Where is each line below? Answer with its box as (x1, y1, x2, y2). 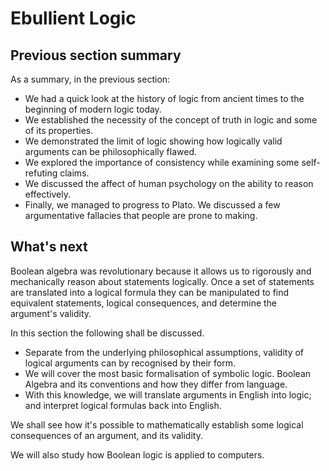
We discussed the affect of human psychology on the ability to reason (24, 178, 314, 189)
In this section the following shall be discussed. (10, 327, 205, 339)
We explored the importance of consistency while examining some (24, 157, 300, 168)
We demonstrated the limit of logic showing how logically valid (24, 135, 283, 147)
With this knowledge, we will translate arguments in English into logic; (24, 388, 312, 401)
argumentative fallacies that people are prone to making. (24, 210, 258, 221)
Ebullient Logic (10, 7, 137, 30)
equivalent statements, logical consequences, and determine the (10, 297, 278, 309)
